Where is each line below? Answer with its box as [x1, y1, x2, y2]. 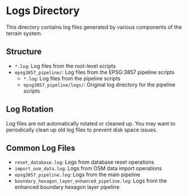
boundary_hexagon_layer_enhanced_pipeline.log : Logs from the [14, 177, 167, 184]
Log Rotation [6, 104, 54, 114]
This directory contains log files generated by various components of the [6, 23, 182, 31]
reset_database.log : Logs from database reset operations [14, 158, 155, 165]
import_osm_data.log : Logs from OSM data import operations [14, 165, 162, 172]
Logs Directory [6, 4, 80, 18]
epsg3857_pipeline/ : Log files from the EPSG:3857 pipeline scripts [14, 69, 175, 76]
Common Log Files [6, 143, 76, 153]
